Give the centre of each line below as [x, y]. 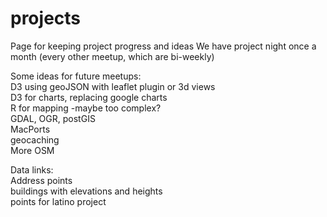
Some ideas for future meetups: [76, 76]
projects [46, 18]
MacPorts [30, 129]
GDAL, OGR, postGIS [53, 118]
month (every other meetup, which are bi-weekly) [112, 56]
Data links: [32, 169]
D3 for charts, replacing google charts [89, 97]
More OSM [32, 150]
